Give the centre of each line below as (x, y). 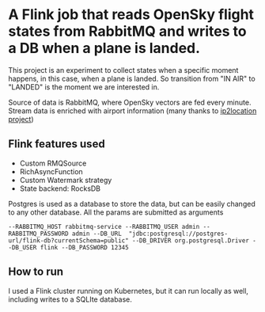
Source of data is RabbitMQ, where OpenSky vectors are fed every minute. (130, 102)
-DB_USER (23, 247)
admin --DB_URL (97, 234)
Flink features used (57, 144)
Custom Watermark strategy (66, 180)
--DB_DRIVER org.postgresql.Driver (190, 240)
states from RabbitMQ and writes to (127, 31)
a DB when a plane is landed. (104, 48)
